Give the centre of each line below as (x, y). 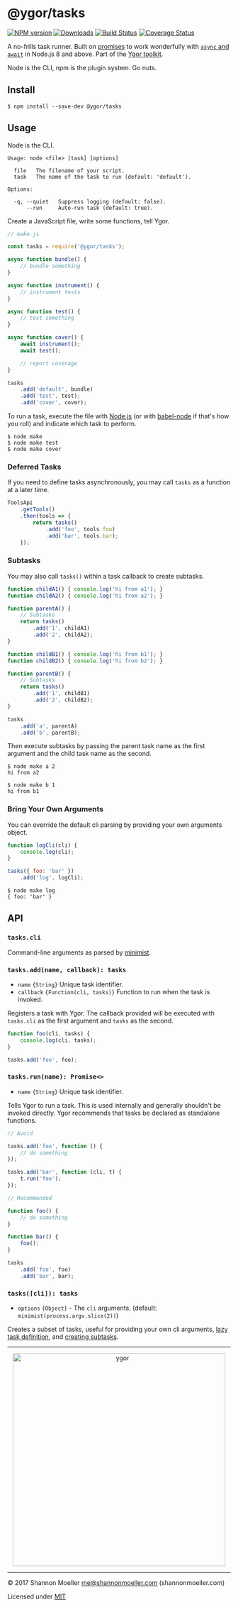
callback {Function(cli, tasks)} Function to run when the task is (114, 992)
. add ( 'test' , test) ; (50, 396)
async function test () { (44, 311)
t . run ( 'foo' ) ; (41, 1179)
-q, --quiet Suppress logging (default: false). (90, 201)
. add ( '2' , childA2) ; (63, 635)
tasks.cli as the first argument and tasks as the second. (90, 1021)
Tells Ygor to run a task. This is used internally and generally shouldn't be (114, 1105)
